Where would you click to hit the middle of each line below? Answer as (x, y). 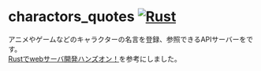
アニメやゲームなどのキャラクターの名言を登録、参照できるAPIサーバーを (127, 39)
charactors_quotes (72, 17)
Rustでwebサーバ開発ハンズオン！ (64, 59)
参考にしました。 (153, 59)
